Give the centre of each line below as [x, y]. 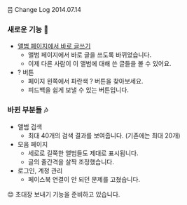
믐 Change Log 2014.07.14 [44, 9]
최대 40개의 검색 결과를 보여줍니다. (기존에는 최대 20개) [104, 135]
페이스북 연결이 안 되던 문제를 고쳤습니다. [84, 179]
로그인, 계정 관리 [40, 171]
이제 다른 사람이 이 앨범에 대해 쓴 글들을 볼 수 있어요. [99, 64]
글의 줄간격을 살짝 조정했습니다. [71, 161]
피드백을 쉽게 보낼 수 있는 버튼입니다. [78, 90]
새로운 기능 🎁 [28, 29]
